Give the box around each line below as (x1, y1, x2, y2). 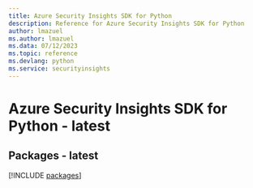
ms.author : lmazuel (8, 34, 75, 43)
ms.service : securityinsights (8, 65, 111, 73)
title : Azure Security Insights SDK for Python (8, 11, 173, 20)
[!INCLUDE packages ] (8, 170, 82, 180)
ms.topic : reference (8, 49, 79, 58)
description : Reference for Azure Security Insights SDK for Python (8, 19, 245, 28)
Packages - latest (8, 149, 99, 163)
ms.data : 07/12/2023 (8, 42, 79, 50)
